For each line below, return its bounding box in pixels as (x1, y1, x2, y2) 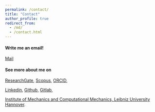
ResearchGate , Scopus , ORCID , (5, 77, 68, 83)
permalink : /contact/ (5, 7, 49, 12)
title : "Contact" (5, 12, 40, 17)
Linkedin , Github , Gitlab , (5, 87, 53, 93)
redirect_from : (5, 20, 36, 26)
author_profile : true (5, 16, 49, 21)
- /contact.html (9, 30, 42, 35)
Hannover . (5, 102, 26, 108)
